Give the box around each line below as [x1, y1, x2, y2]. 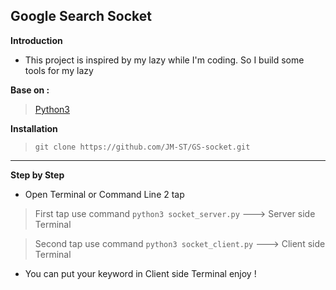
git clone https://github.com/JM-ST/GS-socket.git [34, 142, 251, 152]
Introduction [10, 34, 63, 46]
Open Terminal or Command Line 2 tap [24, 188, 185, 200]
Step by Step [10, 169, 65, 181]
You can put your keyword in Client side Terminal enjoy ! [24, 267, 257, 279]
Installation [10, 122, 58, 134]
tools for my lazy [24, 64, 94, 76]
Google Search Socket [10, 8, 152, 25]
